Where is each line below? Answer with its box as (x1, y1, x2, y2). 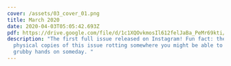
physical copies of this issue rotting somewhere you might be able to (13, 42, 223, 49)
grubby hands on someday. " (13, 49, 94, 56)
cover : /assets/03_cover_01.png (7, 10, 100, 17)
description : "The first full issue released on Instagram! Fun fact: (7, 36, 214, 43)
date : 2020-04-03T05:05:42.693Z (7, 23, 100, 30)
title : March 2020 (7, 16, 60, 23)
